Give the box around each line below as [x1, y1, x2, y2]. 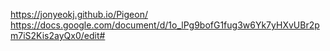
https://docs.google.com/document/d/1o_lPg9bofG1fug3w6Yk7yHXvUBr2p [10, 19, 320, 31]
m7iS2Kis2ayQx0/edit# [10, 30, 106, 41]
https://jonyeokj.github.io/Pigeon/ [10, 9, 148, 20]
